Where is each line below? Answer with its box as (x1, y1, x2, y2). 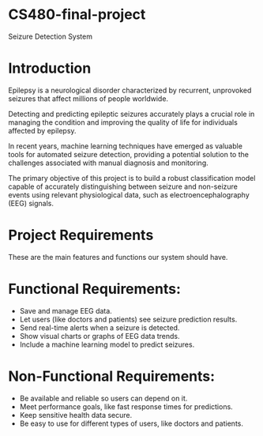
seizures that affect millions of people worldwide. (8, 93, 168, 103)
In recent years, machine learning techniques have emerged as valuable (8, 141, 243, 151)
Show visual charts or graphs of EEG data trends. (19, 331, 180, 340)
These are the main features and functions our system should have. (8, 252, 228, 261)
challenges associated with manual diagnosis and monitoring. (8, 158, 209, 167)
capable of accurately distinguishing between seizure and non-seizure (8, 182, 239, 191)
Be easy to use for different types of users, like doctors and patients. (19, 419, 243, 428)
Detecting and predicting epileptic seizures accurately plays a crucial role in (8, 109, 255, 118)
